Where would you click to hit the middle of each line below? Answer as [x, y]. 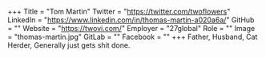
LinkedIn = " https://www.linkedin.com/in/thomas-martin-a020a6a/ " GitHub [131, 20]
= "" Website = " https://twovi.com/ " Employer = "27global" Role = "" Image [131, 28]
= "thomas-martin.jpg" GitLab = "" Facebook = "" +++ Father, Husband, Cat [133, 37]
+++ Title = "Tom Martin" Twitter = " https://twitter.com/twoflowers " [119, 12]
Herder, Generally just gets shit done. [69, 45]
